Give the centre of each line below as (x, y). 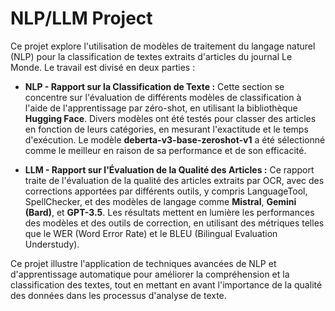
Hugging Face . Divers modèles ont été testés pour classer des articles (170, 118)
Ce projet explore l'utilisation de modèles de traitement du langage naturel (163, 46)
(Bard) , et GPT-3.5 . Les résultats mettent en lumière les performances (169, 212)
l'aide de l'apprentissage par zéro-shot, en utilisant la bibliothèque (161, 108)
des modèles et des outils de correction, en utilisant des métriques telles (174, 223)
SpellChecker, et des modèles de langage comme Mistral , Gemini (160, 201)
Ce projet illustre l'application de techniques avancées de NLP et (143, 263)
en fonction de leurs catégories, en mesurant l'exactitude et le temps (166, 129)
